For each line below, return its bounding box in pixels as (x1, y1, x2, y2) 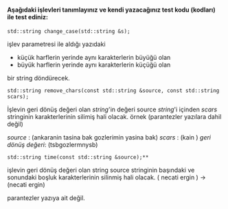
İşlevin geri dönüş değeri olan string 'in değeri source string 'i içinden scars (7, 105, 218, 113)
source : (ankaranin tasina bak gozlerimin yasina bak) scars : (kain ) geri (7, 133, 212, 142)
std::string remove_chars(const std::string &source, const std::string (7, 87, 220, 94)
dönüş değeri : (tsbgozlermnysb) (7, 141, 98, 149)
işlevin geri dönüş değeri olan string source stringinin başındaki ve (7, 166, 195, 175)
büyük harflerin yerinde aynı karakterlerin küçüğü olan (16, 60, 171, 69)
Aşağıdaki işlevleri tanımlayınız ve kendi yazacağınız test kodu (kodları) (7, 5, 216, 14)
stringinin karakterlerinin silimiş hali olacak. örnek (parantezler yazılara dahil (7, 113, 222, 121)
